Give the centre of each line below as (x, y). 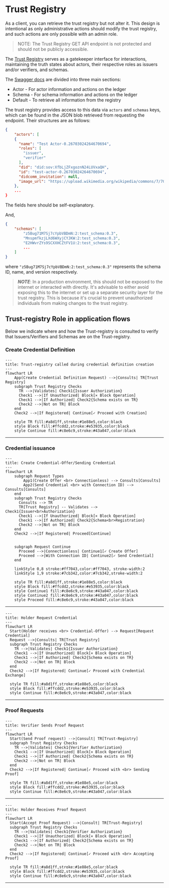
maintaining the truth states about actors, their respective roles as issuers (81, 64)
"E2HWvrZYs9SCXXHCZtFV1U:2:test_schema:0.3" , (72, 243)
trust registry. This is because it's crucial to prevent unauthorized (85, 298)
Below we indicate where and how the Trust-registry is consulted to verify (82, 331)
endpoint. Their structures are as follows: (48, 120)
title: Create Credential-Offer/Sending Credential (60, 463)
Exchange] (16, 675)
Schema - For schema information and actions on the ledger (75, 94)
